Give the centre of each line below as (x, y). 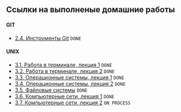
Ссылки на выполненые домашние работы (90, 10)
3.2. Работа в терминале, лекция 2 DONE (64, 71)
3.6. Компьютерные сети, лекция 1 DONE (64, 96)
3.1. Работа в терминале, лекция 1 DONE (63, 65)
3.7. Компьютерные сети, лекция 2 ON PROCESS (73, 103)
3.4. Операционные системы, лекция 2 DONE (70, 84)
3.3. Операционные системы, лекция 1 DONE (69, 77)
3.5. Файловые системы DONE (51, 90)
